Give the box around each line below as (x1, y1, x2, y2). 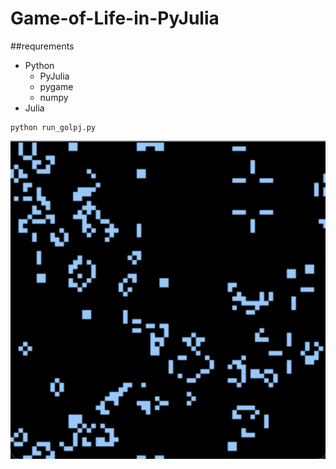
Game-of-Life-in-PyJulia (10, 7, 220, 30)
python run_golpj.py (10, 122, 97, 132)
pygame (39, 80, 74, 92)
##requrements (10, 40, 75, 52)
